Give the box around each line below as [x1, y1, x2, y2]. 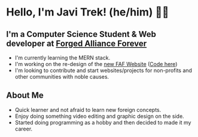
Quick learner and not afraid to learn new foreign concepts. [14, 106, 162, 113]
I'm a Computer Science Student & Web [6, 29, 157, 39]
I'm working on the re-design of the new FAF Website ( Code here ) [14, 61, 178, 67]
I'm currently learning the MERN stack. [14, 54, 111, 61]
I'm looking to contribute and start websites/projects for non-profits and [14, 67, 193, 74]
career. [14, 125, 33, 132]
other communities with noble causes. [14, 73, 109, 80]
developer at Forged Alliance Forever [6, 38, 147, 48]
